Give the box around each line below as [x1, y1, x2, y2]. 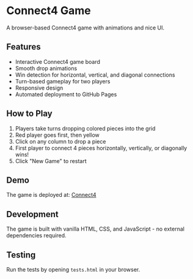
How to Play [6, 109, 53, 119]
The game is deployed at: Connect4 [6, 191, 96, 199]
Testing [6, 250, 36, 260]
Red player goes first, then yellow [15, 131, 100, 139]
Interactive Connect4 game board [15, 58, 101, 65]
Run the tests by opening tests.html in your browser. [6, 266, 140, 273]
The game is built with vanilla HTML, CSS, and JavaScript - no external [6, 225, 185, 233]
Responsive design [15, 84, 64, 91]
